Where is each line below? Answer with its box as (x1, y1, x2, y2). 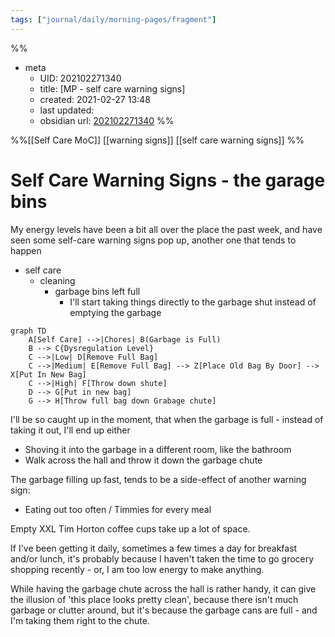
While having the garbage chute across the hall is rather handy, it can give (10, 582, 317, 595)
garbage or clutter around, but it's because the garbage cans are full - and (10, 604, 318, 616)
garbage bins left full (54, 285, 141, 297)
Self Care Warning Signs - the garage (10, 169, 326, 191)
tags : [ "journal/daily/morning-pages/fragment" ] (10, 14, 217, 25)
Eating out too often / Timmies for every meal (24, 503, 212, 515)
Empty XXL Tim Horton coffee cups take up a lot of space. (10, 522, 251, 535)
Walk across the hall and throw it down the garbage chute (24, 454, 263, 466)
